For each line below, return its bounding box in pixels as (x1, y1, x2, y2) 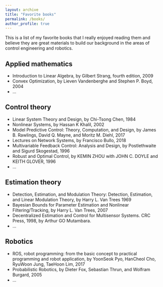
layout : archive (5, 7, 39, 12)
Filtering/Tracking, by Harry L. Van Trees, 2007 (12, 207, 108, 213)
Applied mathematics (5, 60, 73, 68)
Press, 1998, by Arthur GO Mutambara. (12, 217, 91, 223)
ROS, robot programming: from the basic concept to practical (12, 250, 137, 256)
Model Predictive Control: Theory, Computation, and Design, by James (12, 127, 157, 133)
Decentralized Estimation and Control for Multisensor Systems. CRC (12, 212, 151, 218)
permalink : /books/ (5, 16, 45, 21)
